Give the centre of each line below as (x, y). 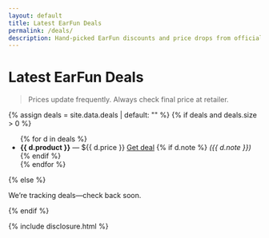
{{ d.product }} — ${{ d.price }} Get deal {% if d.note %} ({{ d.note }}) (136, 148)
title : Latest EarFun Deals (55, 23)
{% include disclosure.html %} (58, 226)
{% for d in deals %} (54, 139)
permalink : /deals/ (41, 30)
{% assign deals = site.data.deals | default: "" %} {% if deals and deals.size (133, 115)
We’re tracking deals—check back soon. (75, 196)
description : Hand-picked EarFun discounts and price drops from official (136, 38)
